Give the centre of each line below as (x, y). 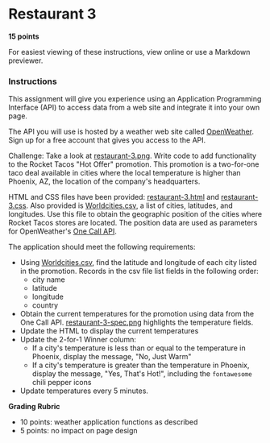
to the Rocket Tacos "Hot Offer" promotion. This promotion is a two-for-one (134, 164)
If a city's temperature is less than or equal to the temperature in (139, 348)
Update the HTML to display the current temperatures (109, 331)
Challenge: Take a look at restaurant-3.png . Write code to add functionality (132, 156)
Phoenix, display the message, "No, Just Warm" (112, 357)
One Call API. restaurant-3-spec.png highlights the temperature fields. (137, 322)
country (45, 305)
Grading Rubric (34, 407)
